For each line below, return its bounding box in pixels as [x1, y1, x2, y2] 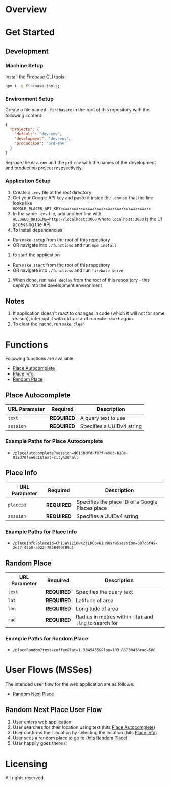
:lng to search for [75, 620, 118, 627]
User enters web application [12, 719, 72, 725]
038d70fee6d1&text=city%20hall [12, 455, 79, 460]
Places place [76, 505, 107, 512]
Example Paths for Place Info [5, 528, 77, 535]
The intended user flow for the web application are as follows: [5, 681, 135, 687]
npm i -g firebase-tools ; [5, 84, 60, 89]
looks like [12, 200, 33, 206]
